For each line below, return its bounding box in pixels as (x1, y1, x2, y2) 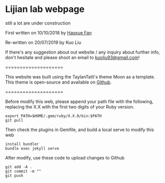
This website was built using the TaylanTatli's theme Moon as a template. (5, 73, 155, 79)
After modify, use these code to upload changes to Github (5, 154, 125, 160)
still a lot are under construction (5, 20, 71, 26)
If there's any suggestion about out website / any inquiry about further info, (5, 49, 160, 55)
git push (5, 173, 23, 178)
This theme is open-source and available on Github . (5, 79, 112, 85)
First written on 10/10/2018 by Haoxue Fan (5, 29, 92, 35)
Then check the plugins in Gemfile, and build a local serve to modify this (5, 126, 154, 132)
